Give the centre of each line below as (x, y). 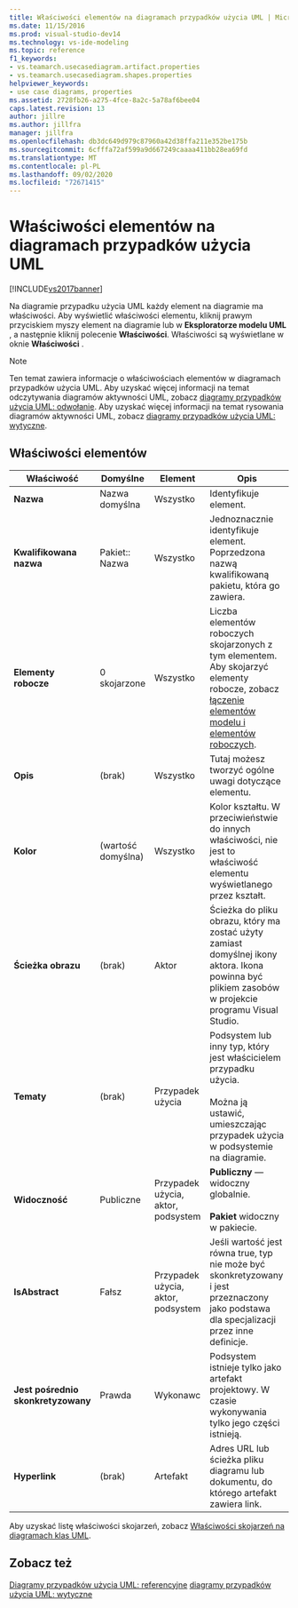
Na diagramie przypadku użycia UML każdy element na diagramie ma (136, 306)
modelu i (227, 722)
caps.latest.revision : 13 (57, 108)
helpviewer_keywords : (49, 84)
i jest (220, 1286)
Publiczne (121, 1199)
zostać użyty (236, 932)
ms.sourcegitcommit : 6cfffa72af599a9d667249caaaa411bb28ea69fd (129, 149)
